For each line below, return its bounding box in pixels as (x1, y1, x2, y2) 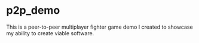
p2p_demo (6, 4, 60, 17)
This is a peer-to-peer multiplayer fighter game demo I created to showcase (6, 23, 193, 30)
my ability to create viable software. (6, 29, 94, 36)
